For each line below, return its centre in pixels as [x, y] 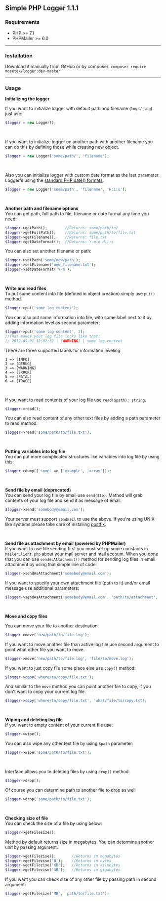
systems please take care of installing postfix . [60, 524]
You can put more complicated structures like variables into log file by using [82, 457]
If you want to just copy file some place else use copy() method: [70, 668]
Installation [19, 55]
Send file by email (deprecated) [38, 490]
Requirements [22, 22]
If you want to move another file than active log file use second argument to [82, 644]
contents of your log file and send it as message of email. [63, 500]
